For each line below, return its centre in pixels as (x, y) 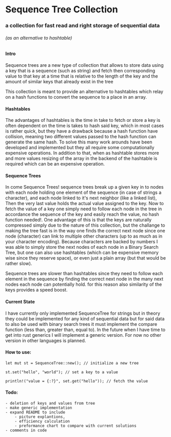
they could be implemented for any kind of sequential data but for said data (85, 318)
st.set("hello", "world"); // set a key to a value (62, 372)
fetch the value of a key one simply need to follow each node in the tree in (84, 209)
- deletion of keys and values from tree (50, 403)
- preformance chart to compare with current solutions (76, 426)
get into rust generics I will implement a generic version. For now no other (83, 335)
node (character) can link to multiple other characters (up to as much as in (84, 236)
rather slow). (19, 264)
